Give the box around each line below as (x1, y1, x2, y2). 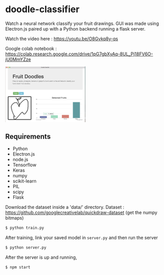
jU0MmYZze (5, 56, 31, 62)
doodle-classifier (5, 4, 80, 15)
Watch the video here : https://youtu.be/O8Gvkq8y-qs (5, 36, 118, 42)
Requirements (5, 132, 51, 141)
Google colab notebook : (5, 45, 57, 51)
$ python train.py (5, 225, 44, 231)
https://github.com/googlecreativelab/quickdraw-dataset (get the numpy (5, 209, 157, 216)
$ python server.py (5, 245, 47, 250)
